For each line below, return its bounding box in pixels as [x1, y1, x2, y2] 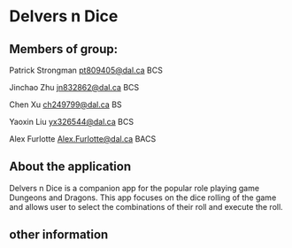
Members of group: [9, 42, 118, 57]
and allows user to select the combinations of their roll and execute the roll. [9, 201, 283, 212]
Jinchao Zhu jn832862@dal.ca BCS [9, 82, 140, 92]
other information [9, 228, 109, 243]
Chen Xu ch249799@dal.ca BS [9, 99, 122, 110]
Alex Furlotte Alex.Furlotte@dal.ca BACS [9, 134, 157, 143]
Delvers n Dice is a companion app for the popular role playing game [9, 182, 259, 193]
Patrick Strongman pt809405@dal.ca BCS [9, 65, 164, 75]
